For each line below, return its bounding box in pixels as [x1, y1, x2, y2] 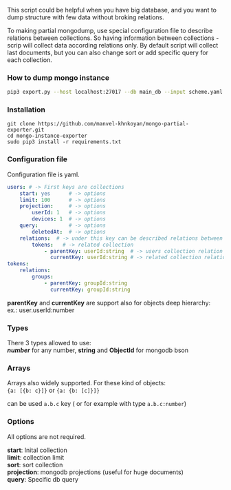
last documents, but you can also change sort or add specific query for [7, 48, 208, 57]
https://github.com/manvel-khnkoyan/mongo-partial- [37, 121, 189, 127]
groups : [32, 274, 54, 280]
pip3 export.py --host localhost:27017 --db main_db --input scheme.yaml [7, 89, 223, 96]
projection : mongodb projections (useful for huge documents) [7, 468, 184, 476]
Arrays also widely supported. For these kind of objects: [7, 379, 166, 387]
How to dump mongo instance [7, 72, 110, 82]
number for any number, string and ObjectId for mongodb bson [7, 346, 189, 354]
